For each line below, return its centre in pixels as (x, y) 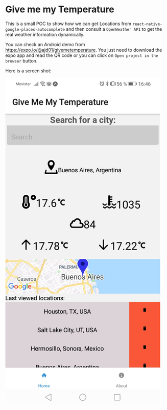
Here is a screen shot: (28, 71)
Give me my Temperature (60, 9)
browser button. (21, 60)
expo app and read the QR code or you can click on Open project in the (82, 55)
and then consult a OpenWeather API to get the (114, 29)
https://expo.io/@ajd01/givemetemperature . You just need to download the (84, 50)
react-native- (147, 24)
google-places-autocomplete (35, 29)
